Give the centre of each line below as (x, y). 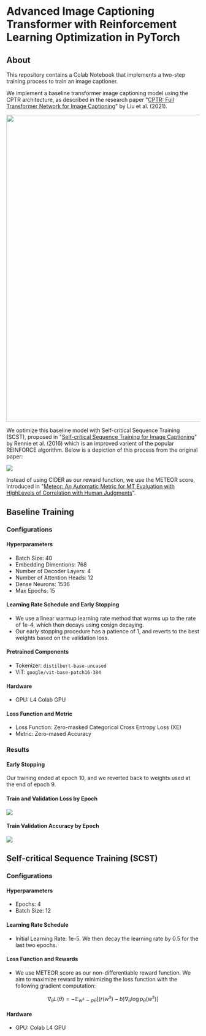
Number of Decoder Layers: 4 (53, 571)
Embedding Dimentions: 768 (51, 564)
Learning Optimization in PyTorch (93, 37)
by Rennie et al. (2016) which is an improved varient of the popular (90, 443)
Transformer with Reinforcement (92, 24)
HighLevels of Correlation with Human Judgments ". (71, 493)
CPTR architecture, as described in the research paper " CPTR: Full (90, 100)
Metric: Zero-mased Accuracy (53, 734)
